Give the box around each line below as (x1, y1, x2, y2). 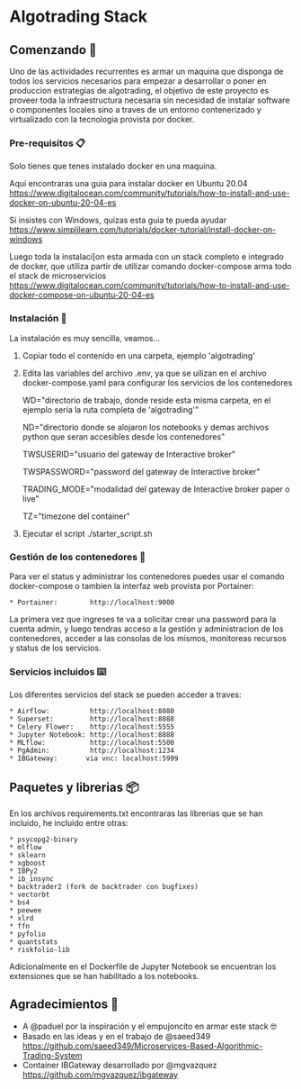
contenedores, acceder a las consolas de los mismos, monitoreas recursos (9, 632, 288, 643)
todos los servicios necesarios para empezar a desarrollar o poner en (9, 76, 267, 86)
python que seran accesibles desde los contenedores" (22, 431, 226, 442)
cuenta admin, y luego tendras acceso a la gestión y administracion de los (9, 623, 284, 634)
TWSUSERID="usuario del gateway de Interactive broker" (22, 449, 236, 459)
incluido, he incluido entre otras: (9, 818, 128, 828)
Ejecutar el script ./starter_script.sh (22, 528, 153, 539)
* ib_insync (9, 875, 54, 884)
